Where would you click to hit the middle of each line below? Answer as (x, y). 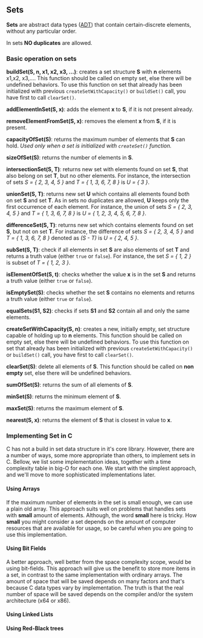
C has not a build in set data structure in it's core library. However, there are (100, 449)
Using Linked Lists (30, 614)
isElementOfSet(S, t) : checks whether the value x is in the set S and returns (101, 274)
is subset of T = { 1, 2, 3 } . (38, 263)
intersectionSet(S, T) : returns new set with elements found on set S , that (97, 169)
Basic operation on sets (41, 58)
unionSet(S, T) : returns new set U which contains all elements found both (98, 194)
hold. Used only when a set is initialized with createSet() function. (89, 146)
